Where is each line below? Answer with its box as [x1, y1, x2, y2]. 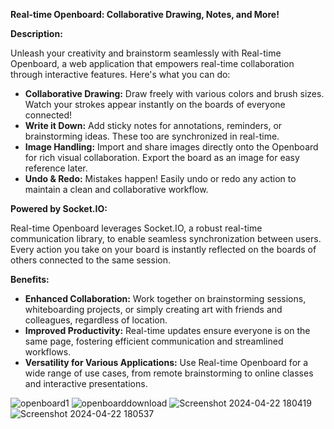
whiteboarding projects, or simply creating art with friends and [24, 304, 283, 315]
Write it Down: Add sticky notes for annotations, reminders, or [24, 120, 283, 131]
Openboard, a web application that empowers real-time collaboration [10, 58, 295, 69]
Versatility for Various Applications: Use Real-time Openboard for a [24, 357, 309, 368]
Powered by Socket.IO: [10, 203, 108, 214]
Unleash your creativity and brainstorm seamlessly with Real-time [10, 47, 282, 59]
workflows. [24, 346, 72, 358]
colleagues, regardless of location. [24, 314, 168, 326]
